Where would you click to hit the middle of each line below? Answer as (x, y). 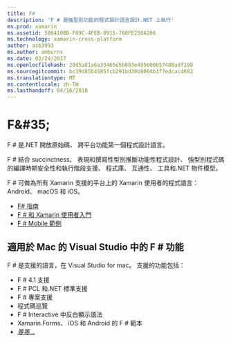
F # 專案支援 (35, 297)
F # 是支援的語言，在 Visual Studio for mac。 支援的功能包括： (96, 265)
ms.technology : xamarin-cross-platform (65, 39)
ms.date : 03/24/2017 (37, 59)
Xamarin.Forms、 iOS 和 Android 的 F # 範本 (80, 323)
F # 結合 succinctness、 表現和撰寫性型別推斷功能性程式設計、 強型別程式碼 (116, 160)
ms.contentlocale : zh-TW (43, 84)
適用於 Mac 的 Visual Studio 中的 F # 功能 (96, 247)
